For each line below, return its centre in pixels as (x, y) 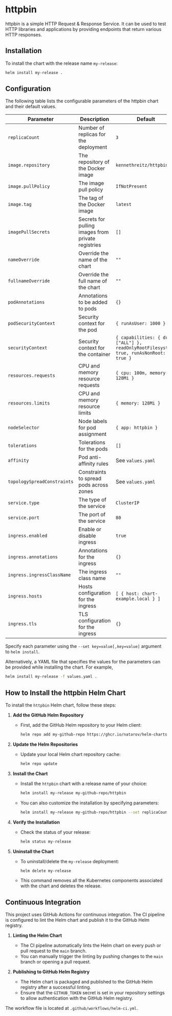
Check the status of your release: (56, 832)
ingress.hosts (25, 596)
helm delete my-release (46, 871)
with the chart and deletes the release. (61, 886)
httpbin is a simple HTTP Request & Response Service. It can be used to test (86, 24)
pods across (93, 485)
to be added (93, 302)
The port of (92, 515)
